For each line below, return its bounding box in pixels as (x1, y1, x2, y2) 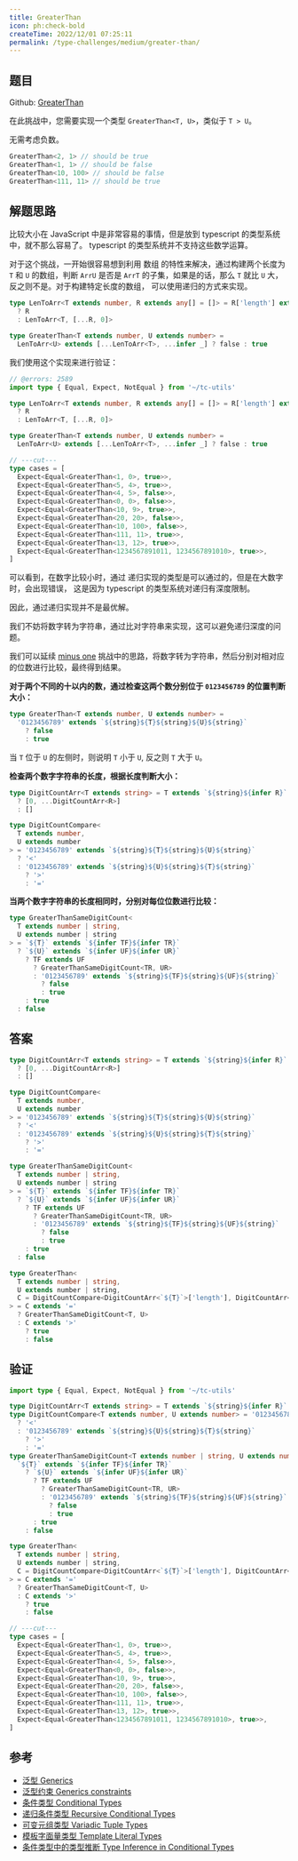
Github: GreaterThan (9, 97, 84, 108)
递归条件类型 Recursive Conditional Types (21, 1809, 176, 1819)
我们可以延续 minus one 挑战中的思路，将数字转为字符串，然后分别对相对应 (9, 651, 286, 662)
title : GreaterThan (9, 12, 82, 22)
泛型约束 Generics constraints (21, 1786, 132, 1797)
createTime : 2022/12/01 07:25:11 (9, 29, 133, 38)
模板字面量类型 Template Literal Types (21, 1831, 162, 1841)
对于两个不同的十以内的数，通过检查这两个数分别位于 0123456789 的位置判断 (9, 681, 286, 691)
